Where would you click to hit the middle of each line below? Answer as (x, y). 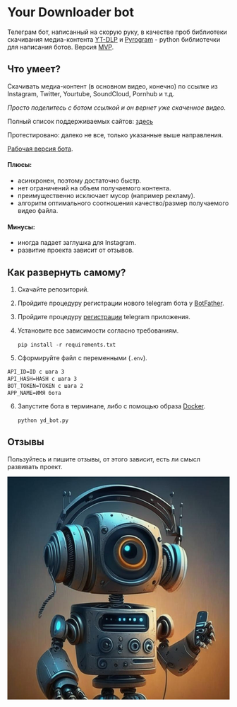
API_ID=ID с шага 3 (36, 372)
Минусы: (21, 226)
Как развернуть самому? (67, 272)
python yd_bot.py (43, 420)
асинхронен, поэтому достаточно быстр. (79, 180)
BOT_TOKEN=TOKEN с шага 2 (45, 386)
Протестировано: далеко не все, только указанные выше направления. (115, 134)
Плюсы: (20, 165)
